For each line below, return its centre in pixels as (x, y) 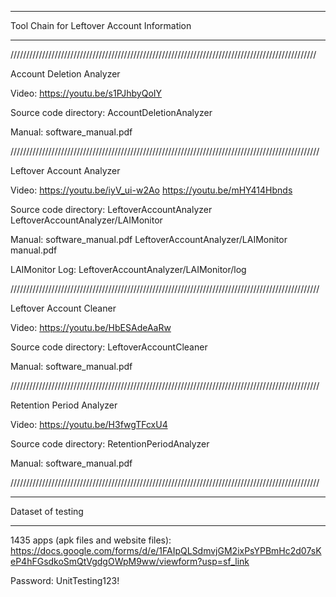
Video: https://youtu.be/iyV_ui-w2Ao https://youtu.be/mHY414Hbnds (151, 190)
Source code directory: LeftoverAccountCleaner (109, 347)
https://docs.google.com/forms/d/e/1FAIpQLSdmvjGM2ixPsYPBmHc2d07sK (166, 550)
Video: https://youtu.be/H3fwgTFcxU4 (89, 424)
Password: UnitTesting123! (65, 580)
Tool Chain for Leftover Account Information (101, 25)
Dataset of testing (47, 511)
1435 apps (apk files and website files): (91, 540)
